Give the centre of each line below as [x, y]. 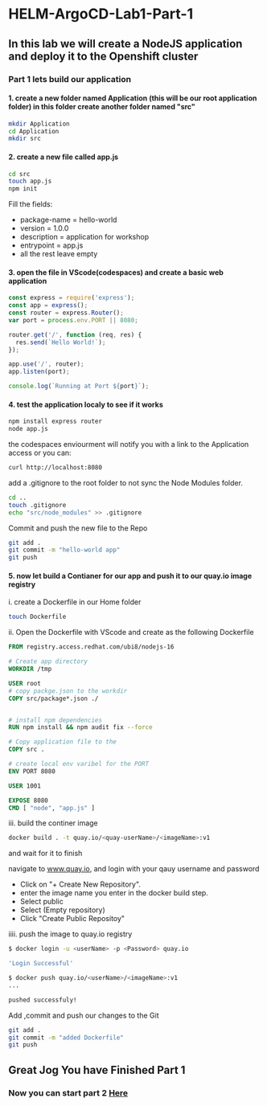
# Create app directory [48, 662]
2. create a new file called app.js [64, 157]
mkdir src [25, 139]
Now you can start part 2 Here [68, 1092]
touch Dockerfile [37, 617]
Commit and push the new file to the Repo [78, 528]
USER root [25, 683]
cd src [19, 174]
